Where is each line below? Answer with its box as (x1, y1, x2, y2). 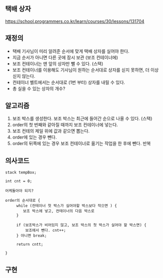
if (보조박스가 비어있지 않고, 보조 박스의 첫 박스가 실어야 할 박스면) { (16, 223, 147, 228)
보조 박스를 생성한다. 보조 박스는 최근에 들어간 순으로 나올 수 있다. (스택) (12, 116, 153, 122)
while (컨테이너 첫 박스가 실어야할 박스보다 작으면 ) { (16, 203, 117, 208)
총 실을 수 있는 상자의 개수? (12, 85, 66, 91)
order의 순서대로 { (5, 198, 40, 203)
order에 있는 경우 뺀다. (12, 134, 57, 140)
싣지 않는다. (12, 73, 36, 79)
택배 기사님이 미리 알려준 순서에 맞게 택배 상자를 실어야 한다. (12, 48, 130, 54)
